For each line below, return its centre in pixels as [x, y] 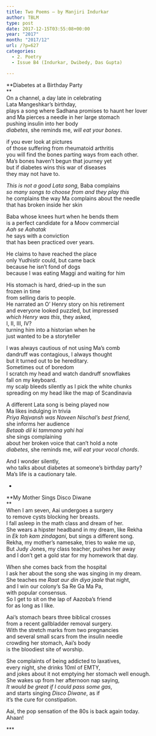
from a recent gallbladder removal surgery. [59, 624]
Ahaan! [15, 717]
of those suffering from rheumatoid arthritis [60, 148]
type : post [20, 23]
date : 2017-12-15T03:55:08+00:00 [48, 29]
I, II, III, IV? [19, 323]
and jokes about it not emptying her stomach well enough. [78, 674]
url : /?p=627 [23, 46]
